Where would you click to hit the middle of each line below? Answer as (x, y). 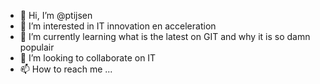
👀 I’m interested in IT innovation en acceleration (118, 26)
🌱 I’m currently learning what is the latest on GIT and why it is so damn (165, 36)
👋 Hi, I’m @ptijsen (56, 15)
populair (37, 47)
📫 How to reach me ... (66, 69)
